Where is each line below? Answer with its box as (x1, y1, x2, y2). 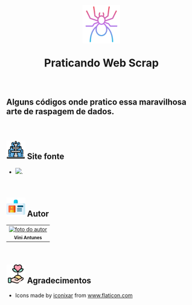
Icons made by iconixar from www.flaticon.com (14, 292, 133, 299)
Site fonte (27, 152, 65, 162)
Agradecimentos (27, 275, 92, 286)
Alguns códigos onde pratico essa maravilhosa (6, 97, 187, 108)
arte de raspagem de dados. (6, 106, 115, 117)
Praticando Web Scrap (44, 56, 159, 69)
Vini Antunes (14, 234, 42, 240)
